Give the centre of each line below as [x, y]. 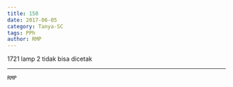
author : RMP [24, 39]
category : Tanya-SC [35, 26]
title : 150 [23, 13]
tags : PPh [21, 33]
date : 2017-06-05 [32, 20]
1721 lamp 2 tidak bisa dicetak [50, 59]
